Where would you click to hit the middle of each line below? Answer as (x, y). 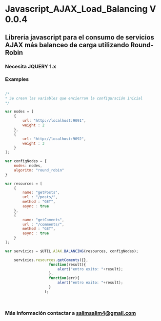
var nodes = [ (20, 112)
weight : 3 (34, 143)
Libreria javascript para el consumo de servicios (80, 37)
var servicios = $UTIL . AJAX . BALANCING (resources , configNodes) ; (72, 251)
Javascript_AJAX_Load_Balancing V (80, 9)
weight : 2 (34, 125)
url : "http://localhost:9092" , (54, 139)
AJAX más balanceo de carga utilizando (67, 45)
